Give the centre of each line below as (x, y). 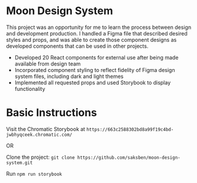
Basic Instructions (52, 113)
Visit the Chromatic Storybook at (46, 129)
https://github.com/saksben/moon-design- (129, 158)
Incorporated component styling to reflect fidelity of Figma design (95, 70)
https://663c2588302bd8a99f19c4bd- (130, 129)
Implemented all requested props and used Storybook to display (93, 82)
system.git (19, 163)
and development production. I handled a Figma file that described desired (97, 33)
